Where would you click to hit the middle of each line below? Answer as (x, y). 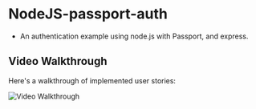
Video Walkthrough (58, 61)
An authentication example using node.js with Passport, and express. (134, 36)
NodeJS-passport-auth (88, 14)
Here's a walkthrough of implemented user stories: (92, 80)
